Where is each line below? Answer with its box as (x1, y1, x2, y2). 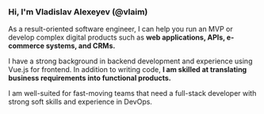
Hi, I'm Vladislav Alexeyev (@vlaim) (8, 6, 148, 17)
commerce (8, 41, 45, 51)
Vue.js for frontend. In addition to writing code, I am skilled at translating (8, 65, 247, 74)
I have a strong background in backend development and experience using (8, 56, 253, 66)
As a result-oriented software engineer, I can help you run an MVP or (8, 25, 233, 34)
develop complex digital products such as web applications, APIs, (8, 32, 226, 42)
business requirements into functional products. (8, 74, 172, 83)
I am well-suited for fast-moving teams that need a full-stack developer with (8, 89, 257, 98)
